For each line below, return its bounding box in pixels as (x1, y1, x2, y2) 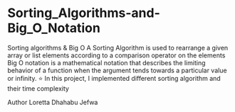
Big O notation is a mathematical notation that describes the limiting (7, 58, 206, 67)
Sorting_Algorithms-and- (7, 5, 160, 21)
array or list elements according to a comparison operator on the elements (7, 51, 226, 60)
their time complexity (7, 84, 70, 93)
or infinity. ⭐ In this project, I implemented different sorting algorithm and (7, 74, 221, 82)
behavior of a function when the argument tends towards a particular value (7, 66, 227, 74)
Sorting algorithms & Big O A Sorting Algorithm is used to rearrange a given (7, 43, 229, 52)
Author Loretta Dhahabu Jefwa (7, 98, 98, 106)
